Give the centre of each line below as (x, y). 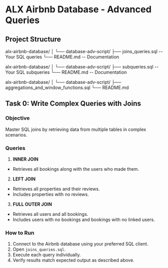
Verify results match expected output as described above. (74, 260)
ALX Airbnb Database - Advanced (78, 9)
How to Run (20, 233)
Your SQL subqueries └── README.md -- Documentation (66, 72)
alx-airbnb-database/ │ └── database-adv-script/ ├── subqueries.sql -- (82, 67)
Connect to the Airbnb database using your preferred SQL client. (80, 244)
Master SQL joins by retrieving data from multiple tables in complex (76, 129)
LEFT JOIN (24, 179)
